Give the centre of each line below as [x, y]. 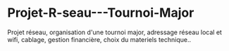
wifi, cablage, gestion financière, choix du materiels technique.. [99, 39]
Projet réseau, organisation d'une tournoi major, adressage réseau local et [114, 32]
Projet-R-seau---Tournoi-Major [101, 13]
